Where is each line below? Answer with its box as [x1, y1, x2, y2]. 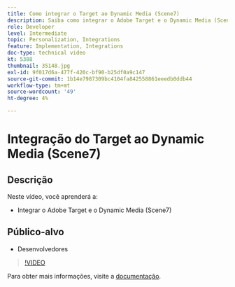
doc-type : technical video [7, 50, 86, 57]
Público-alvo [7, 226, 64, 238]
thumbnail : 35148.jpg [7, 62, 71, 69]
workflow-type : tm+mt [7, 82, 71, 89]
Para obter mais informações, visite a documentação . [7, 272, 162, 280]
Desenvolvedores [17, 244, 69, 253]
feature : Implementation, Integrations [7, 43, 124, 50]
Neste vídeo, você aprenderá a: [7, 192, 98, 200]
